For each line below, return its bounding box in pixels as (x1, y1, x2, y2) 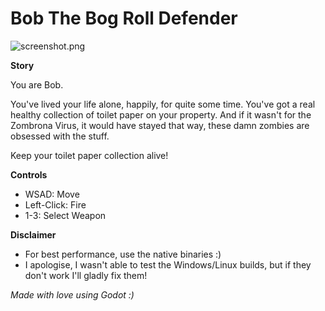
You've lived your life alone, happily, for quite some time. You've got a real (10, 98, 316, 110)
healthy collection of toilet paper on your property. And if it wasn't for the (10, 108, 312, 121)
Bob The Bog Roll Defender (10, 7, 238, 30)
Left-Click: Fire (24, 198, 87, 211)
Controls (10, 168, 48, 181)
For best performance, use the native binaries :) (24, 248, 222, 260)
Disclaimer (10, 228, 57, 241)
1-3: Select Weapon (24, 209, 107, 221)
